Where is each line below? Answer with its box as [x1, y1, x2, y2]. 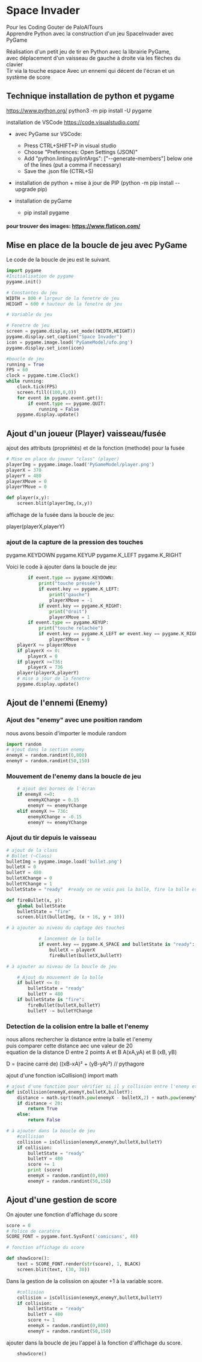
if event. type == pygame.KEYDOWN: [28, 575, 114, 581]
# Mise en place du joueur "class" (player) [6, 456, 120, 462]
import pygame [6, 268, 42, 274]
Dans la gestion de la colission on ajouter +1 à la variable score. [6, 1277, 164, 1284]
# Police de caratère [6, 1228, 61, 1234]
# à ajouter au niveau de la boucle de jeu [6, 963, 117, 969]
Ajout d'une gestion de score [6, 1195, 117, 1205]
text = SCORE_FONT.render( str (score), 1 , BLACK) [17, 1261, 141, 1267]
